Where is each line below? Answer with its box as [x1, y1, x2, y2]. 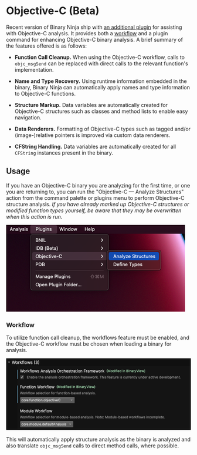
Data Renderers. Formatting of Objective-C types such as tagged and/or [14, 125, 191, 132]
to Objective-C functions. [14, 90, 76, 97]
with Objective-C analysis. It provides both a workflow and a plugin [6, 29, 168, 36]
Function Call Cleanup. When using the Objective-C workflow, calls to [14, 53, 185, 61]
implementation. [14, 66, 54, 73]
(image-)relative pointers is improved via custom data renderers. [14, 131, 171, 139]
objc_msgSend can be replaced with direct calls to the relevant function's [14, 60, 189, 67]
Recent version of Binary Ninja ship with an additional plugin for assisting [6, 24, 182, 31]
